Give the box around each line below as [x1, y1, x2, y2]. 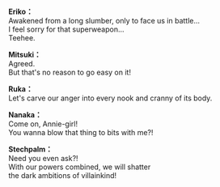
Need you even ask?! [8, 154, 78, 164]
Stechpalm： [8, 144, 53, 155]
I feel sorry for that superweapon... [8, 24, 125, 34]
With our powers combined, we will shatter [8, 162, 151, 172]
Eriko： [8, 6, 34, 17]
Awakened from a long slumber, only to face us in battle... [8, 16, 201, 26]
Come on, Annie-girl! [8, 119, 78, 129]
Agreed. [8, 59, 36, 69]
